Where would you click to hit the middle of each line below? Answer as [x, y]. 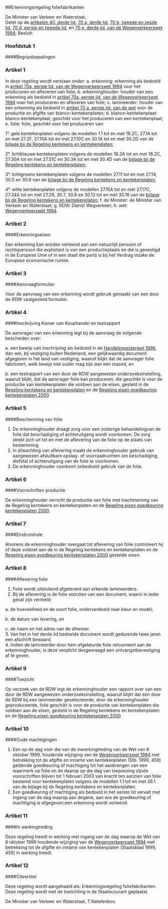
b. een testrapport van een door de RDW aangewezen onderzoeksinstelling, [83, 374]
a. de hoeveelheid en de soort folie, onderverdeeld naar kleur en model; [79, 609]
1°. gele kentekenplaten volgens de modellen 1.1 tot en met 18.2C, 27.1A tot [81, 133]
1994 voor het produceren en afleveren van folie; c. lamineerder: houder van [84, 102]
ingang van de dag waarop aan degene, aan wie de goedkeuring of [82, 797]
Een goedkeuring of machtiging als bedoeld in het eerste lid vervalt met [86, 792]
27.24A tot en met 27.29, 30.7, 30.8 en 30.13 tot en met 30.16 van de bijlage [82, 194]
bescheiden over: [23, 338]
